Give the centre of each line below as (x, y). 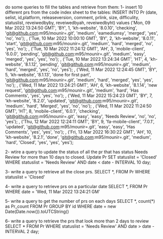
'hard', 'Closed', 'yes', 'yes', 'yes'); (39, 142)
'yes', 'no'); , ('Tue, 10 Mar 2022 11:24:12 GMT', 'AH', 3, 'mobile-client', (75, 49)
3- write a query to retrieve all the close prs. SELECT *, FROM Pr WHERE (78, 172)
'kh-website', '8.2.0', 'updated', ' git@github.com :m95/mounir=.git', (72, 101)
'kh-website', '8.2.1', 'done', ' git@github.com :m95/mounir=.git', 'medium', (78, 137)
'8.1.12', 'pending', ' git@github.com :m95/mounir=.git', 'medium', (88, 64)
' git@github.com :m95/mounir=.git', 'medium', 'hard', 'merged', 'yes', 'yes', (79, 80)
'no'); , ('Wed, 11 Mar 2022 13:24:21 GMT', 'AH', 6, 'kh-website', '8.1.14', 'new (81, 85)
